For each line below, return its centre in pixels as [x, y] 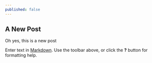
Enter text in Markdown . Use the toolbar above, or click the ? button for [76, 50]
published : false [23, 9]
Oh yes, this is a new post [31, 41]
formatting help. [21, 55]
